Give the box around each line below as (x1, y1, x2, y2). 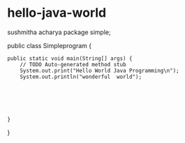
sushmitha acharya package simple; (7, 28, 111, 36)
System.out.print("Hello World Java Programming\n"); (20, 67, 179, 74)
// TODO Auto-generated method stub (20, 61, 127, 68)
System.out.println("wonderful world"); (20, 73, 142, 80)
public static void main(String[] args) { (7, 54, 133, 62)
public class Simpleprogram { (7, 41, 92, 50)
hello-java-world (7, 5, 107, 21)
